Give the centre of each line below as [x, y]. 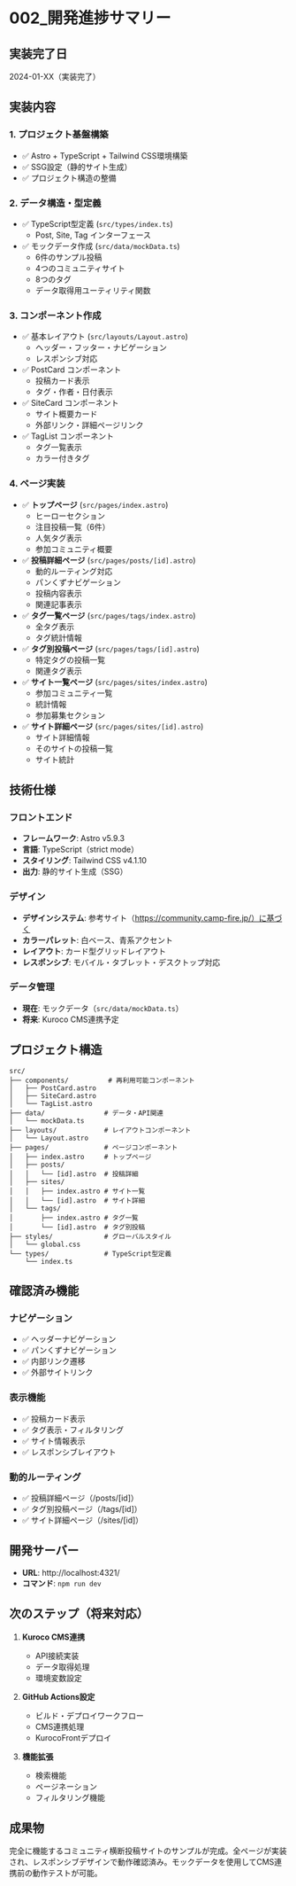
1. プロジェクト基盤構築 [59, 135]
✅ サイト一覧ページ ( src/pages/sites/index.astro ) [114, 682]
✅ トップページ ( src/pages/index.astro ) [95, 504]
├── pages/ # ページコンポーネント [94, 1147]
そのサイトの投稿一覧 [74, 748]
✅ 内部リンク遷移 [53, 1361]
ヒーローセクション [70, 516]
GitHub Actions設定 [58, 1696]
